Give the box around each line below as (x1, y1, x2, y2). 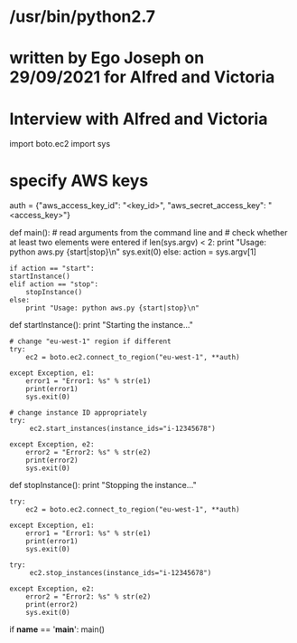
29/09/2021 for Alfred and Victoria (9, 67, 275, 88)
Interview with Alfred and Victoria (9, 109, 268, 129)
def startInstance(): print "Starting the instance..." (9, 320, 194, 331)
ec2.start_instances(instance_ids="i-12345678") (29, 424, 217, 434)
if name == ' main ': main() (9, 624, 106, 635)
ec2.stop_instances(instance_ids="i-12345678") (29, 569, 212, 578)
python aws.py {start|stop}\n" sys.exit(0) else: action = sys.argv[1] (9, 246, 257, 257)
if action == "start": (9, 264, 95, 274)
